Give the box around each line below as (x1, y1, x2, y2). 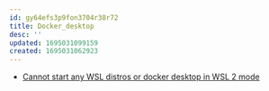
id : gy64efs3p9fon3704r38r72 (9, 13, 119, 23)
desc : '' (9, 30, 42, 39)
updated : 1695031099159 (9, 38, 99, 48)
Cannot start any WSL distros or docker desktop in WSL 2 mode (22, 71, 260, 82)
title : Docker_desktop (9, 22, 94, 31)
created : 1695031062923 (9, 47, 99, 56)
